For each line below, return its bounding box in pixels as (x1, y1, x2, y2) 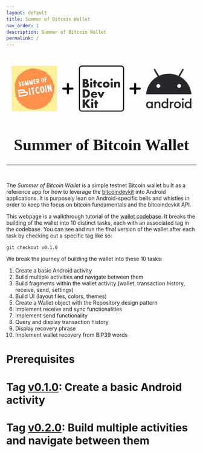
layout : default (6, 10, 47, 16)
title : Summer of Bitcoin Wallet (6, 16, 91, 22)
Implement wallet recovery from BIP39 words (14, 331, 128, 339)
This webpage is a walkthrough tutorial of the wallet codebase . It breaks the (6, 213, 195, 220)
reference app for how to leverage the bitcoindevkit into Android (6, 188, 166, 196)
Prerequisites (6, 352, 76, 366)
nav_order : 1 (6, 22, 39, 28)
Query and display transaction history (14, 319, 109, 326)
